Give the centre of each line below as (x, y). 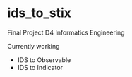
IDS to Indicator (40, 67)
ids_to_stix (40, 13)
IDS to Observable (44, 60)
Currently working (34, 46)
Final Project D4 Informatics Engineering (66, 32)
